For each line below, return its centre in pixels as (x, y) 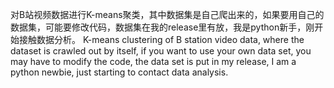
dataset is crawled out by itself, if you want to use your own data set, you (161, 51)
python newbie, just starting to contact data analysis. (119, 72)
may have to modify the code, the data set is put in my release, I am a (153, 61)
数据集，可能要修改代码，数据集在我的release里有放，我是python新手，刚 (162, 27)
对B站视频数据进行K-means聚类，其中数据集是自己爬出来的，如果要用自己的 (167, 14)
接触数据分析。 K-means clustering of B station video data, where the (161, 39)
